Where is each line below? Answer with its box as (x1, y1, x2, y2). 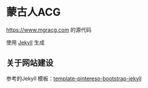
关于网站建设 (6, 58, 54, 68)
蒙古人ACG (6, 5, 61, 19)
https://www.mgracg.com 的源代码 (6, 26, 92, 33)
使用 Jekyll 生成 (6, 39, 45, 46)
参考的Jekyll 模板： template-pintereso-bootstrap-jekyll (6, 75, 142, 82)
